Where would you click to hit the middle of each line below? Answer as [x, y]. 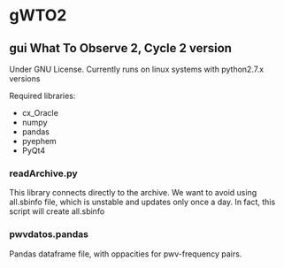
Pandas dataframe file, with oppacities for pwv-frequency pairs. [126, 254]
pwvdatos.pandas [49, 234]
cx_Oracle [40, 113]
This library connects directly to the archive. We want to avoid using [133, 193]
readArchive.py [43, 173]
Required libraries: [42, 96]
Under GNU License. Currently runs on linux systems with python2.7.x [136, 69]
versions [25, 79]
